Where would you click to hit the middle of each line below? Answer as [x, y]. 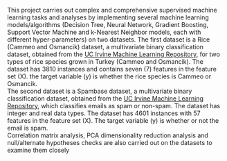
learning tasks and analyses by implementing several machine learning [108, 17]
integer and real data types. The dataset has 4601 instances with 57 [104, 113]
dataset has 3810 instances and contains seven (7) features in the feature [112, 69]
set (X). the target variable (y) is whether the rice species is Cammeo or [109, 76]
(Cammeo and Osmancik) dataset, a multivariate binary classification [106, 47]
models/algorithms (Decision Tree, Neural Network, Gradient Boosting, [108, 25]
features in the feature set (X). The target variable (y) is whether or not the [113, 120]
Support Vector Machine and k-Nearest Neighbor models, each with [104, 32]
